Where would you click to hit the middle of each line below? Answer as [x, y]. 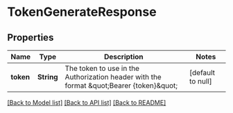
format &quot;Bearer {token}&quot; [121, 85]
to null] [201, 81]
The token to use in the [102, 68]
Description [123, 57]
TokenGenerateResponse [82, 12]
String [48, 77]
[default [202, 73]
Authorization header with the [113, 77]
